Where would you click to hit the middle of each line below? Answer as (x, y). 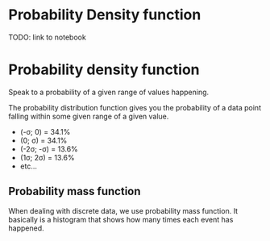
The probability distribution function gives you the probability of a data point (135, 107)
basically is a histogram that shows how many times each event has (121, 219)
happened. (26, 228)
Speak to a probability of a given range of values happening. (109, 92)
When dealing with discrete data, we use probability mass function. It (123, 210)
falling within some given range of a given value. (89, 116)
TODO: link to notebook (47, 37)
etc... (29, 166)
